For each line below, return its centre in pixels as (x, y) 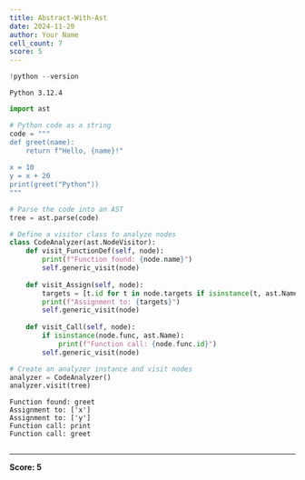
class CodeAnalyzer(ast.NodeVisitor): (83, 243)
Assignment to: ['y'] (50, 418)
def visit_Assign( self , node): (85, 285)
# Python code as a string (60, 125)
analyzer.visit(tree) (50, 386)
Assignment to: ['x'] (50, 410)
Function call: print (50, 426)
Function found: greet (52, 402)
